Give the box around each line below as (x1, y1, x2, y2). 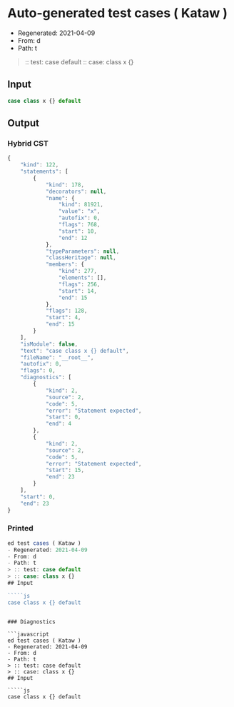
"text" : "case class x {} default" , (20, 347, 130, 354)
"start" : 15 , (45, 466, 84, 474)
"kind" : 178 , (45, 181, 84, 189)
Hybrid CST (7, 138, 49, 148)
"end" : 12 (58, 234, 88, 241)
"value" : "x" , (58, 208, 101, 215)
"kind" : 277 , (58, 268, 98, 275)
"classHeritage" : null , (45, 254, 116, 261)
